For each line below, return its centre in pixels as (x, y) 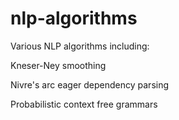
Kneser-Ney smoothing (58, 65)
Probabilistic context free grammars (84, 104)
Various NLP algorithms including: (80, 46)
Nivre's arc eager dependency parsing (90, 84)
